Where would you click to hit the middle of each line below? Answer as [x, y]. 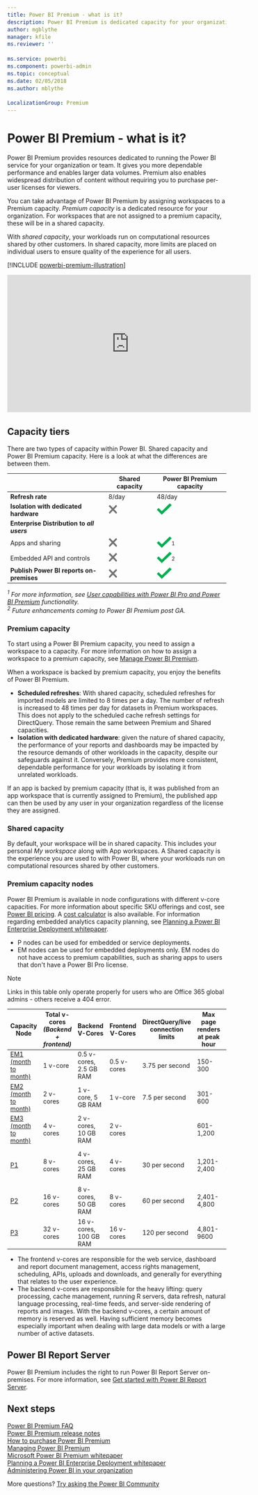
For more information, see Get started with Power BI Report [122, 1379]
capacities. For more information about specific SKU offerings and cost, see [116, 907]
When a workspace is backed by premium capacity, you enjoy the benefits [114, 672]
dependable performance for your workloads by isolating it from [109, 767]
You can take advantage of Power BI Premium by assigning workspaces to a [116, 201]
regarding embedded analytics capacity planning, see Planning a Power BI [114, 921]
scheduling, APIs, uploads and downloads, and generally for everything [120, 1274]
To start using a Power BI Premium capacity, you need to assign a [101, 644]
